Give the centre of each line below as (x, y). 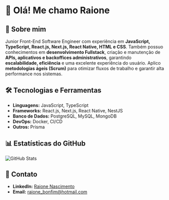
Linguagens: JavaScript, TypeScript (50, 105)
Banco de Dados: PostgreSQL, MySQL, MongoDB (64, 116)
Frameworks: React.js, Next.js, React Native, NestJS (68, 110)
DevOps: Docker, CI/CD (38, 121)
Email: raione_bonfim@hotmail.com (50, 192)
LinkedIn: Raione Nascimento (44, 187)
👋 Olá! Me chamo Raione (58, 10)
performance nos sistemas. (34, 74)
